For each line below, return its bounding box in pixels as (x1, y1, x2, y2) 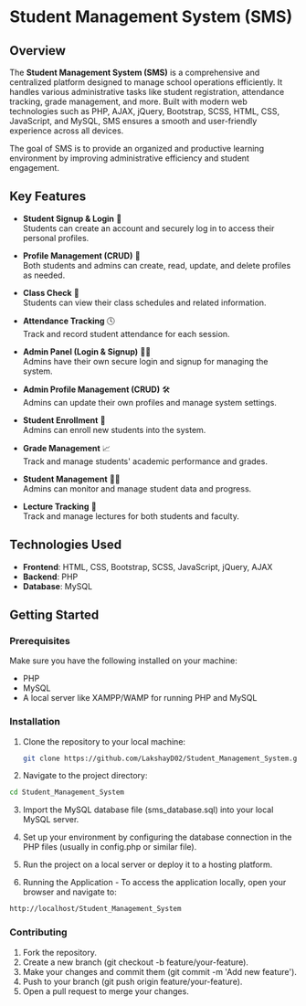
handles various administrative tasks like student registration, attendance (9, 87, 285, 97)
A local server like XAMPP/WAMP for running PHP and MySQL (22, 693, 258, 704)
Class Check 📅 (22, 287, 79, 298)
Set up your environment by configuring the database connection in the (22, 831, 292, 842)
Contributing (9, 926, 68, 938)
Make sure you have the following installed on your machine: (9, 655, 237, 666)
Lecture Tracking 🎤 (22, 501, 98, 512)
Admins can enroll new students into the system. (22, 424, 206, 435)
